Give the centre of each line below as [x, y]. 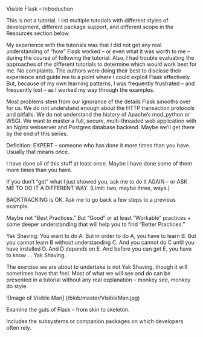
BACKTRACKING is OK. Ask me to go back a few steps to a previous [91, 200]
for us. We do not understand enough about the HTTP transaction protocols [101, 108]
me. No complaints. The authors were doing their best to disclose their [94, 71]
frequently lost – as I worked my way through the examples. [81, 90]
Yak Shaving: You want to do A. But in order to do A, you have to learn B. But [101, 236]
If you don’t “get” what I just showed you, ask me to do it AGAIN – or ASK [97, 181]
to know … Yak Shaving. [36, 255]
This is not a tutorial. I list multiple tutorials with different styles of [87, 20]
